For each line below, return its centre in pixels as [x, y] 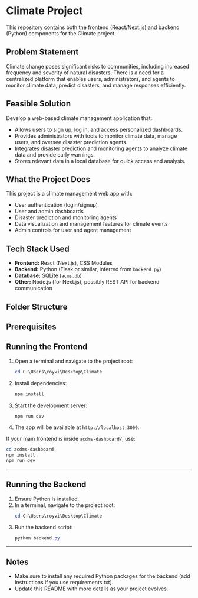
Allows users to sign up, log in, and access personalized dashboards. [99, 129]
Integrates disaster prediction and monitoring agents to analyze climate [101, 148]
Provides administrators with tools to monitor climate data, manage [96, 136]
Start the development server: [51, 405]
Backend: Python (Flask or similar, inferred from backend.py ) [88, 269]
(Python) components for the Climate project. [61, 33]
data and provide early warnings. [55, 154]
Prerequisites [31, 326]
